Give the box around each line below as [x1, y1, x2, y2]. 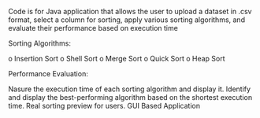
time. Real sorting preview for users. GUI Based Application [8, 101, 201, 110]
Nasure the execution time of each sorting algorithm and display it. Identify [8, 84, 251, 94]
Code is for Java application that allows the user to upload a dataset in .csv [8, 7, 252, 16]
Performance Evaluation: [8, 69, 88, 78]
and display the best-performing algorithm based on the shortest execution [8, 93, 253, 101]
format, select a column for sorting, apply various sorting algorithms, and [8, 15, 246, 24]
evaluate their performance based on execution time [8, 24, 179, 32]
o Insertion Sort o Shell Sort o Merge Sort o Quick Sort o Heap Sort [8, 54, 226, 63]
